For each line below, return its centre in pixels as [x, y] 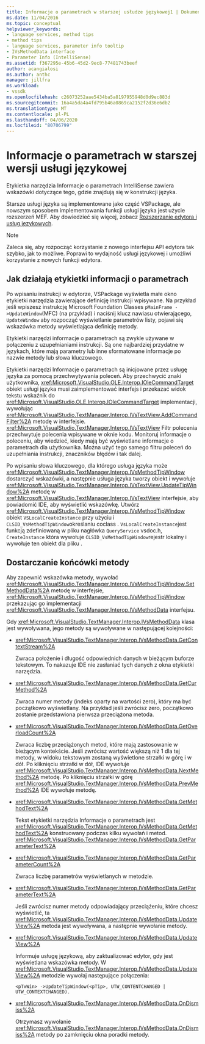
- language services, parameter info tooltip [65, 46]
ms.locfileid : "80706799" [39, 126]
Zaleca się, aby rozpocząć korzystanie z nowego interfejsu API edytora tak [100, 247]
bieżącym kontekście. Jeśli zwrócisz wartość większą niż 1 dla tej [97, 751]
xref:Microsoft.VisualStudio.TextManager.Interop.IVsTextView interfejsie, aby [103, 498]
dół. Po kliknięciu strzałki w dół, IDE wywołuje [72, 764]
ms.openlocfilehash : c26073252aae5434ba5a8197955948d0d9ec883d [88, 97]
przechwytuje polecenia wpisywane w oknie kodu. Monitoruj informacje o [99, 434]
